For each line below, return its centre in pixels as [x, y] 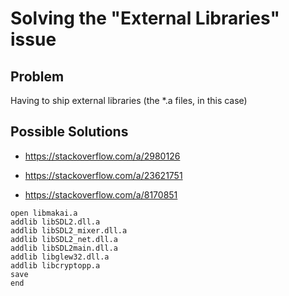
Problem [37, 76]
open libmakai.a [44, 213]
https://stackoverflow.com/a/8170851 [101, 194]
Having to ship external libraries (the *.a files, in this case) [129, 100]
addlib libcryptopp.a [55, 265]
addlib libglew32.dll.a [60, 257]
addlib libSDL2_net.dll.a [64, 239]
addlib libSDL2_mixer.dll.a [69, 230]
